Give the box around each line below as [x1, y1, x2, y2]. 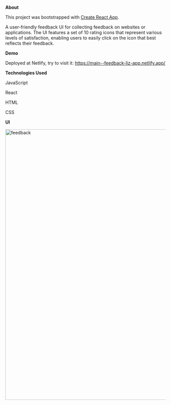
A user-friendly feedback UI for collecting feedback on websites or [5, 24, 146, 30]
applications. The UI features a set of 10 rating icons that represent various [5, 30, 162, 35]
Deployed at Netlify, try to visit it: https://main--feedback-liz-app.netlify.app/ [5, 60, 165, 66]
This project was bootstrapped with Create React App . [5, 14, 120, 20]
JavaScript [5, 80, 28, 85]
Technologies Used [5, 70, 47, 76]
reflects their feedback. [5, 40, 54, 46]
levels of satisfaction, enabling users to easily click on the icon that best [5, 35, 156, 41]
